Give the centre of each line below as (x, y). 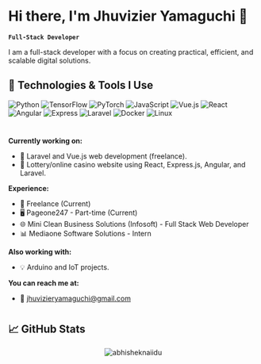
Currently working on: (46, 140)
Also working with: (40, 251)
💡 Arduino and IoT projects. (64, 267)
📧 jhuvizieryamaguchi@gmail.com (75, 298)
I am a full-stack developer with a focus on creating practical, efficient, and (131, 52)
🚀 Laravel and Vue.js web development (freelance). (104, 156)
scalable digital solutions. (50, 60)
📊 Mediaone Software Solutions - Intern (86, 233)
